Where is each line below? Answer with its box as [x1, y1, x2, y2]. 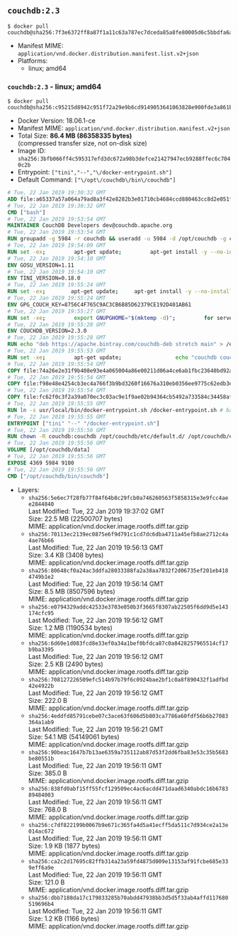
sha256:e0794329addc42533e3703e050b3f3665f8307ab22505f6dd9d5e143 [28, 603, 229, 611]
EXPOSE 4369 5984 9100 [7, 459, 74, 467]
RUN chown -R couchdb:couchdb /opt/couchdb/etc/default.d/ [7, 433, 186, 440]
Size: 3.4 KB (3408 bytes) [28, 550, 104, 559]
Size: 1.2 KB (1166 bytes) [28, 914, 100, 923]
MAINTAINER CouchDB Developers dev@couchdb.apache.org [7, 222, 173, 229]
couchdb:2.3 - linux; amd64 [7, 82, 102, 92]
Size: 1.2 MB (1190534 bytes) [28, 623, 113, 632]
